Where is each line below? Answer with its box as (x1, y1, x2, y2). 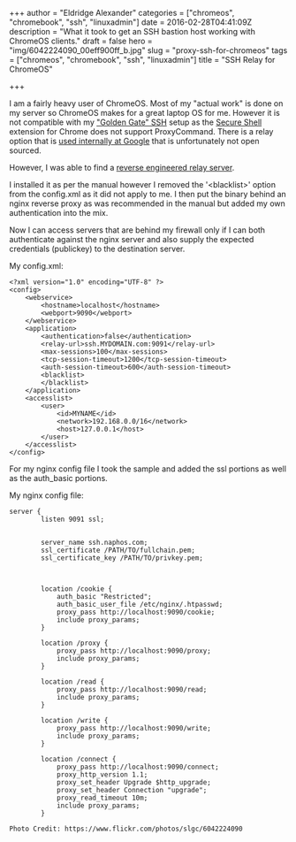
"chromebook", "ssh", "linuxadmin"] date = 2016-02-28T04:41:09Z (9, 17, 253, 27)
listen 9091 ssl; (41, 515, 104, 524)
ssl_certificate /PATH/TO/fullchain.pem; (41, 546, 196, 555)
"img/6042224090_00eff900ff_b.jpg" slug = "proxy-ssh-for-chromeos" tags (9, 45, 288, 56)
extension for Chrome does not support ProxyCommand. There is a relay (9, 126, 274, 136)
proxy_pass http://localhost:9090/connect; (56, 762, 219, 771)
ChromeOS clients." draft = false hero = (9, 35, 153, 46)
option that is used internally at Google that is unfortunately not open (9, 136, 260, 146)
